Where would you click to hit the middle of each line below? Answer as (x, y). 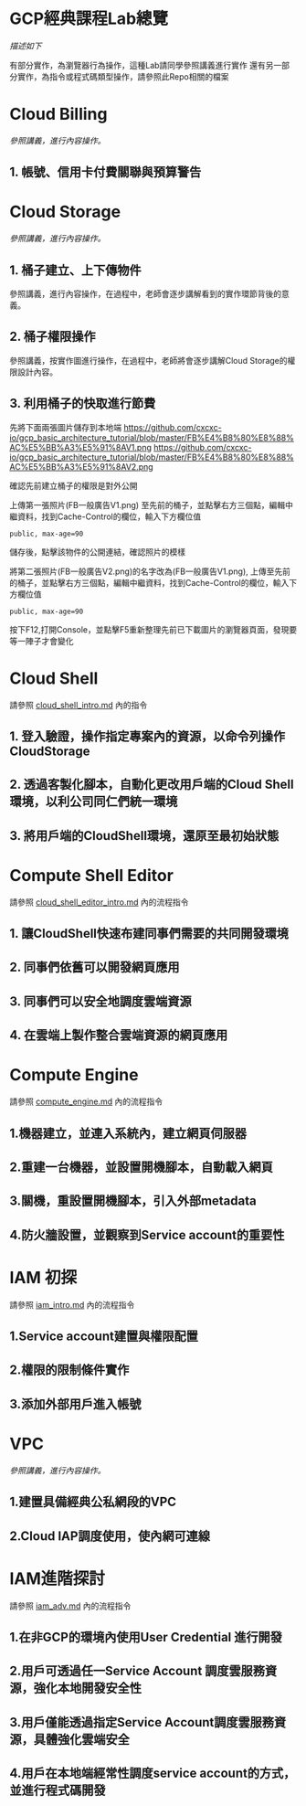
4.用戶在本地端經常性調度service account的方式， (153, 1774)
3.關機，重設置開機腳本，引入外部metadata (133, 1201)
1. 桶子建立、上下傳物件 (75, 270)
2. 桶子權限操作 (53, 337)
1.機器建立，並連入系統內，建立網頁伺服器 (128, 1133)
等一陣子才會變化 (42, 641)
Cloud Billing (58, 114)
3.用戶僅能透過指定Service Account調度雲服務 (142, 1722)
